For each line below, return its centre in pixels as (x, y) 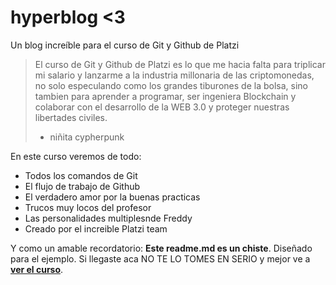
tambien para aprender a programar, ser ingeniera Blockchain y (165, 96)
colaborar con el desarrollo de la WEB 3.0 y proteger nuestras (162, 107)
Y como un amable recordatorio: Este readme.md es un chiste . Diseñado (161, 248)
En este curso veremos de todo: (76, 156)
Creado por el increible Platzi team (96, 228)
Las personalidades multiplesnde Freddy (108, 218)
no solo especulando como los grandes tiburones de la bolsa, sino (171, 85)
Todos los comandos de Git (81, 175)
